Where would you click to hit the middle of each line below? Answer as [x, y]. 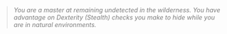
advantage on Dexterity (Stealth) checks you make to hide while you [114, 17]
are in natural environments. [55, 25]
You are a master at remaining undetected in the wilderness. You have [117, 10]
